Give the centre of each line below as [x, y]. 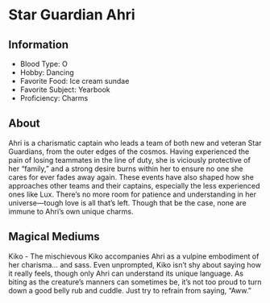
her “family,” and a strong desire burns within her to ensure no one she [126, 168]
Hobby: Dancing [47, 73]
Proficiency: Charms [54, 98]
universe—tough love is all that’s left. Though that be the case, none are [128, 202]
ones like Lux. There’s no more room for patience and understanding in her [132, 194]
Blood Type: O [44, 64]
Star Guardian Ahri [72, 15]
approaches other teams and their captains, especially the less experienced [134, 185]
